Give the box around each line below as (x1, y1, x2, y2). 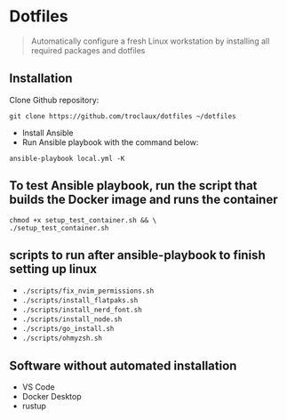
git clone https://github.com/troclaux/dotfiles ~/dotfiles (9, 111, 237, 121)
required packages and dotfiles (30, 44, 146, 55)
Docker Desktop (21, 392, 82, 402)
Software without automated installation (9, 358, 237, 373)
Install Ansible (21, 127, 74, 138)
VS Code (21, 382, 55, 392)
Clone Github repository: (9, 94, 100, 105)
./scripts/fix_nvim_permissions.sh (21, 287, 155, 295)
